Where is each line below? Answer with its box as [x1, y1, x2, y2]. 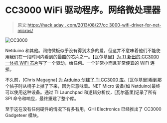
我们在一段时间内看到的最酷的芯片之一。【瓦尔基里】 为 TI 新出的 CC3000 [9, 53, 160, 60]
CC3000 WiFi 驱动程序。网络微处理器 [5, 4, 161, 16]
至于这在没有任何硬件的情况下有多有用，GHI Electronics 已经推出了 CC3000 [5, 106, 162, 112]
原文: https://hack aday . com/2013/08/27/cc [17, 22, 108, 28]
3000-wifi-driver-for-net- [109, 22, 162, 28]
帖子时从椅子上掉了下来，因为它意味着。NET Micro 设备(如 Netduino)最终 [9, 83, 161, 89]
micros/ [17, 27, 33, 33]
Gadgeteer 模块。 [5, 112, 41, 118]
